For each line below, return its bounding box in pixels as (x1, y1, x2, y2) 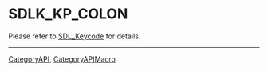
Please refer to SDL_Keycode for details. (8, 31, 141, 41)
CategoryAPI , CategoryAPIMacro (8, 54, 116, 64)
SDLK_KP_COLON (8, 5, 128, 23)
